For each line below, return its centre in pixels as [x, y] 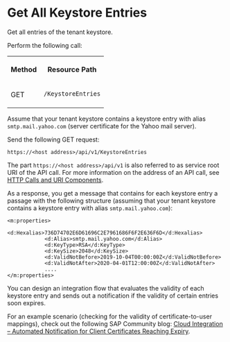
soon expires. [27, 302]
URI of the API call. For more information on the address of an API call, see [113, 172]
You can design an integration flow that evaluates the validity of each [106, 288]
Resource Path [72, 69]
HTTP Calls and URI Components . [55, 180]
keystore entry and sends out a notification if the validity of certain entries [113, 296]
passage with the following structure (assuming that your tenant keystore [112, 200]
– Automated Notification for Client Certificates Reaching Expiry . [99, 331]
